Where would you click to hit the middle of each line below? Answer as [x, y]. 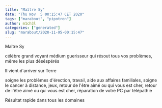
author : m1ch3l [21, 23]
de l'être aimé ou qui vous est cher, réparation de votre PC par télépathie [79, 91]
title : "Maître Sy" [25, 10]
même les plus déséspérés [32, 61]
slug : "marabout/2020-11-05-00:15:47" [45, 32]
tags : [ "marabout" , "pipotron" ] [38, 19]
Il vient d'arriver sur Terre [31, 71]
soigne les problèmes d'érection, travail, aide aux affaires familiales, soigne [81, 80]
